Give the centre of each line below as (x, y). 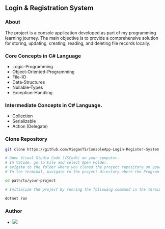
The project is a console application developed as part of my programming (81, 33)
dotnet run (16, 198)
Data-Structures (28, 82)
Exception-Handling (32, 92)
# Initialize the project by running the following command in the (76, 189)
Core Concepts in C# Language (43, 56)
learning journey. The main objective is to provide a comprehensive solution (82, 38)
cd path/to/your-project (30, 180)
